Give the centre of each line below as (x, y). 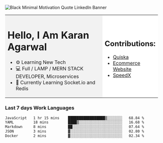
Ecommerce (127, 63)
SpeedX (122, 75)
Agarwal (27, 47)
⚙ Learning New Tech (41, 62)
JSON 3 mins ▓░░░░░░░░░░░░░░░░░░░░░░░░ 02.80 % (75, 131)
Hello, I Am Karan (49, 35)
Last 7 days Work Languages (40, 108)
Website (122, 69)
